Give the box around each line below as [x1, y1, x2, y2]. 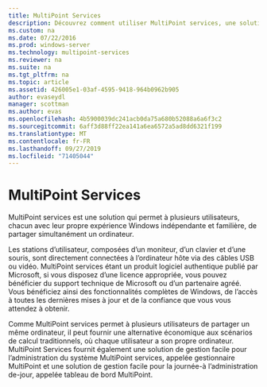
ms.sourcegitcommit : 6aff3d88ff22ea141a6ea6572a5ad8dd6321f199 [8, 122, 222, 130]
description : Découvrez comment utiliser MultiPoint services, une [8, 19, 237, 27]
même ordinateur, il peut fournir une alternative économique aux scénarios [8, 327, 253, 338]
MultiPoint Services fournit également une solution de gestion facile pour [8, 345, 248, 354]
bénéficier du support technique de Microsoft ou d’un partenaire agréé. [8, 279, 242, 288]
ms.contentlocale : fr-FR [8, 137, 91, 145]
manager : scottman [8, 100, 69, 108]
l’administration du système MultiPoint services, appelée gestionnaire [8, 353, 236, 362]
